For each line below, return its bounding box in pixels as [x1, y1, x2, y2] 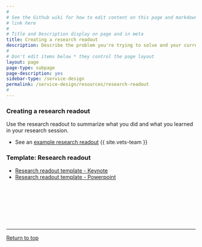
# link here [6, 20, 36, 26]
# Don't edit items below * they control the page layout [6, 53, 155, 59]
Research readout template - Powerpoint [14, 174, 116, 181]
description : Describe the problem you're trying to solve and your [6, 43, 182, 49]
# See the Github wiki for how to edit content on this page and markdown [6, 14, 198, 20]
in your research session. [6, 127, 69, 134]
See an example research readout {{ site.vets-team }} [14, 139, 148, 146]
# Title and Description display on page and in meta [6, 31, 144, 37]
